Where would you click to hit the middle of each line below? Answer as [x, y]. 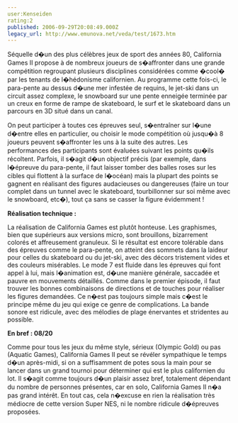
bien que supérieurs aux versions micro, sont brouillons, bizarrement [108, 235]
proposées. [24, 412]
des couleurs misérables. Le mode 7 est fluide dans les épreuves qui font [114, 265]
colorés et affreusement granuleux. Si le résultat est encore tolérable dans [116, 243]
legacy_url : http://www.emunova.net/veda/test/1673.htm [91, 34]
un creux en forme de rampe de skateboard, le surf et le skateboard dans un [119, 104]
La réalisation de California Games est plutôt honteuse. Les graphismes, [112, 227]
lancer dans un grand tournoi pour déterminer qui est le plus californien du [116, 370]
